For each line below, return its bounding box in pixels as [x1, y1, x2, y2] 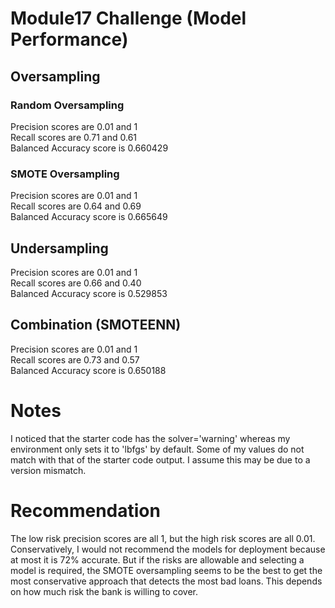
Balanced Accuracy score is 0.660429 [10, 142, 169, 154]
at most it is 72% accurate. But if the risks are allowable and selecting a [10, 553, 305, 566]
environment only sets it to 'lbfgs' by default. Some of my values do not [10, 443, 305, 455]
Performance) [10, 28, 129, 51]
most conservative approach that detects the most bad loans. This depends [10, 575, 323, 587]
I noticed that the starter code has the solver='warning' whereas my [10, 432, 291, 444]
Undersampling [10, 240, 109, 257]
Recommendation [10, 499, 161, 522]
